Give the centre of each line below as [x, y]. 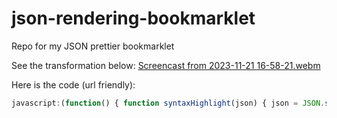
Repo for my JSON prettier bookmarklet [93, 46]
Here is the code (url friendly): [73, 84]
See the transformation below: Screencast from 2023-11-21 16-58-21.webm [166, 65]
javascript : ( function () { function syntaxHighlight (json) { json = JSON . [168, 103]
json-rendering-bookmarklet [133, 18]
